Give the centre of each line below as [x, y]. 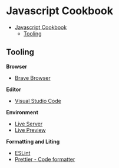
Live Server [29, 124]
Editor [14, 89]
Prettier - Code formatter [45, 159]
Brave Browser [33, 77]
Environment [22, 112]
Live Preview [30, 130]
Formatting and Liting [33, 141]
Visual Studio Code [38, 101]
